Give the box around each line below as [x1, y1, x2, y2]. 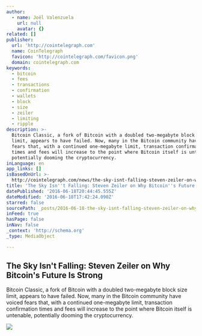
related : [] [6, 31, 36, 37]
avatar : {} [17, 25, 44, 32]
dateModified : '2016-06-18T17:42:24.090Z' [6, 194, 114, 200]
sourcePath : [6, 205, 36, 211]
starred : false [6, 200, 44, 206]
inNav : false [6, 222, 39, 228]
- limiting [11, 115, 39, 121]
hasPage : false [6, 217, 44, 223]
